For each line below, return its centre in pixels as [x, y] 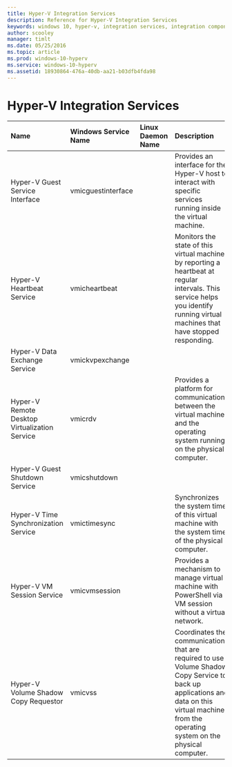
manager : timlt [29, 39]
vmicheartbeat [94, 289]
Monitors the [195, 237]
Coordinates [195, 632]
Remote [23, 410]
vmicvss [84, 693]
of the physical [199, 541]
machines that [198, 323]
